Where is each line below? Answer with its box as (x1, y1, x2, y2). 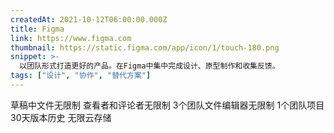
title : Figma (10, 24, 65, 34)
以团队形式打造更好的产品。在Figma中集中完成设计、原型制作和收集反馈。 (19, 61, 280, 71)
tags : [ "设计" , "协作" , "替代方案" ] (10, 71, 152, 81)
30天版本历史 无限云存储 (10, 111, 112, 123)
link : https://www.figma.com (10, 33, 132, 43)
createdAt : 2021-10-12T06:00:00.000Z (10, 14, 168, 25)
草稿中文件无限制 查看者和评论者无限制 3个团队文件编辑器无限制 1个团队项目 (10, 99, 325, 111)
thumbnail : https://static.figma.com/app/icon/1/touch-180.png (10, 42, 280, 53)
